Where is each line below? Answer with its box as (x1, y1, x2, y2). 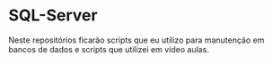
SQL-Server (8, 5, 98, 26)
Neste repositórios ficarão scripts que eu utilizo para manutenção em (8, 35, 265, 45)
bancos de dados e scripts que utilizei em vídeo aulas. (8, 43, 210, 54)
